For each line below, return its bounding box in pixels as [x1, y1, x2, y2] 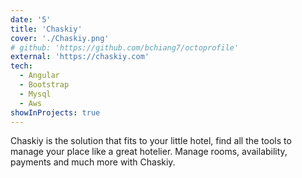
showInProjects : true [10, 107, 101, 118]
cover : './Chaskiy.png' [10, 33, 110, 43]
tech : [10, 61, 33, 71]
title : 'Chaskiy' [10, 24, 83, 34]
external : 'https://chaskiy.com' [10, 52, 150, 62]
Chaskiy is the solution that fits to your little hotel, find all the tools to [10, 135, 292, 147]
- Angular [19, 71, 60, 81]
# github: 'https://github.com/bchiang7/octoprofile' [10, 42, 240, 53]
